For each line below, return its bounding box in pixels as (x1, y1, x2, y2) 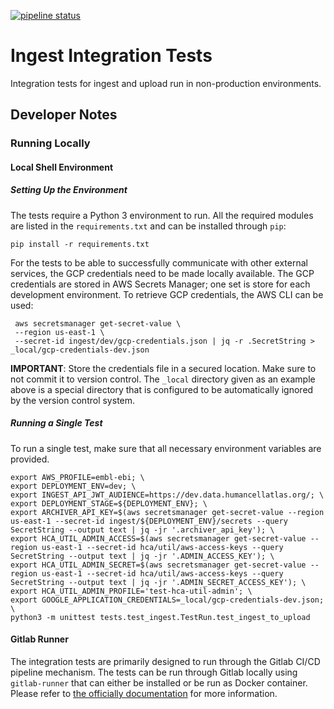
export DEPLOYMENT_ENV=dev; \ (10, 481, 137, 491)
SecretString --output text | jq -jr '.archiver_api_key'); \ (10, 525, 275, 535)
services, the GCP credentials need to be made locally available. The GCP (10, 267, 315, 279)
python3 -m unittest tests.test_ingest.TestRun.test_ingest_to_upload (10, 612, 311, 622)
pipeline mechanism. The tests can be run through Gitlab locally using (10, 666, 298, 678)
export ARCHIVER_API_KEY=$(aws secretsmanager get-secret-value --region (10, 507, 325, 517)
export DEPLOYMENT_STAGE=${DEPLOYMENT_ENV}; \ (10, 498, 208, 509)
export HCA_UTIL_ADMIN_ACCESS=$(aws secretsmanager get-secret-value (10, 533, 307, 544)
